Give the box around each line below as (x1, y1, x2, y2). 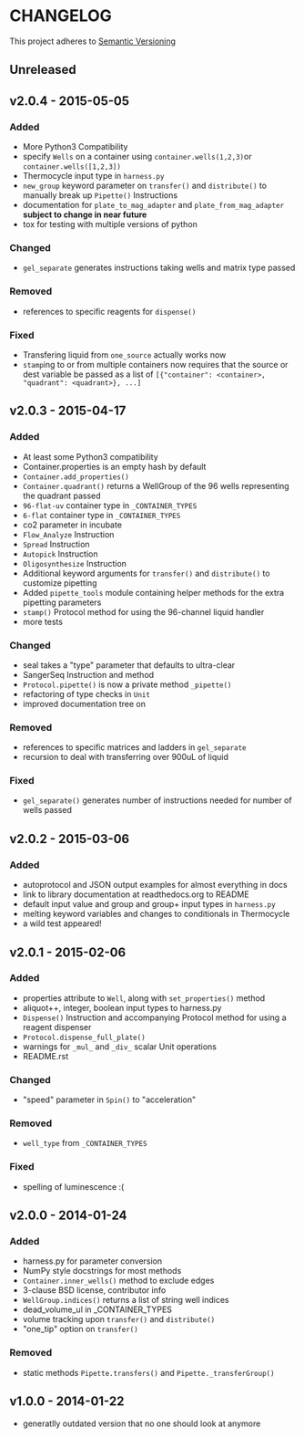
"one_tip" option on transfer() (22, 1324, 138, 1335)
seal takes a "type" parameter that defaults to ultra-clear (22, 659, 236, 671)
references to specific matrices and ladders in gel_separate (22, 742, 247, 753)
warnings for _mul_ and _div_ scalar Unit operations (22, 1041, 217, 1052)
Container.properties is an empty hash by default (22, 461, 207, 472)
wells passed (22, 805, 73, 816)
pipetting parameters (22, 597, 102, 608)
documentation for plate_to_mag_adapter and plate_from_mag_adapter (22, 200, 285, 211)
